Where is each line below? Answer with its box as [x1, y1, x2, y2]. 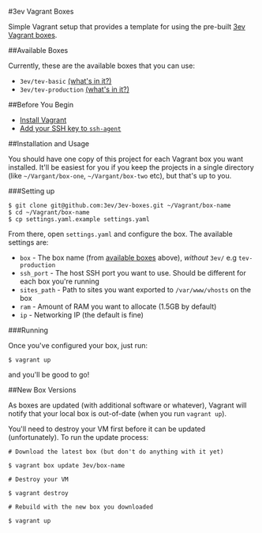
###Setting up [8, 186, 55, 196]
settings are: [8, 238, 49, 247]
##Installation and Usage [8, 139, 89, 148]
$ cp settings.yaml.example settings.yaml [8, 216, 150, 223]
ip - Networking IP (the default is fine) [19, 310, 144, 319]
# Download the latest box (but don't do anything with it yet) [8, 448, 224, 456]
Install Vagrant [19, 115, 67, 125]
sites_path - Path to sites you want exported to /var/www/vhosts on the [19, 285, 251, 295]
